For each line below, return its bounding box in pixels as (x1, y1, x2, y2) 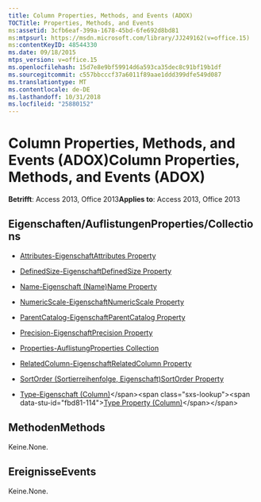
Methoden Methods (8, 421, 106, 434)
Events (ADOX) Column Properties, (8, 152, 240, 169)
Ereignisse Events (8, 465, 97, 479)
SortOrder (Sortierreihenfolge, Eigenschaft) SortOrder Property (19, 374, 225, 384)
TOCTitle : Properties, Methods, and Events (8, 19, 155, 27)
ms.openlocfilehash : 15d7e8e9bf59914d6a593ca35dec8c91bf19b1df (8, 64, 222, 71)
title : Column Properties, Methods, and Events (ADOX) (8, 11, 194, 20)
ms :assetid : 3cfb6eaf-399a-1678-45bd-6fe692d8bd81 (8, 26, 179, 34)
